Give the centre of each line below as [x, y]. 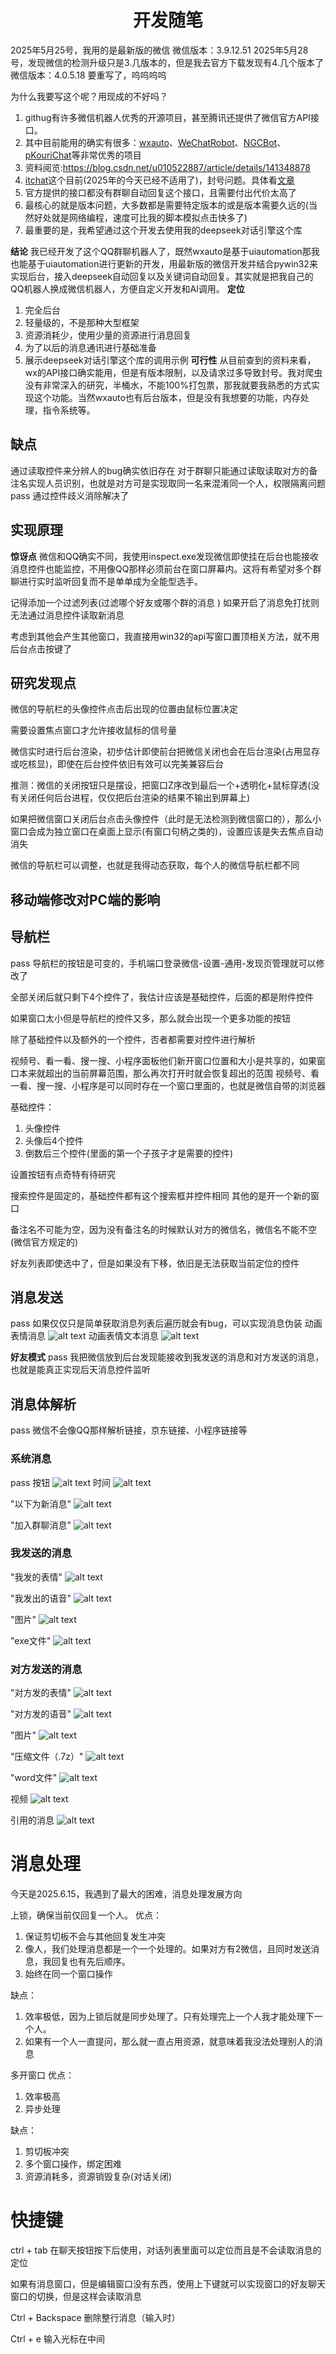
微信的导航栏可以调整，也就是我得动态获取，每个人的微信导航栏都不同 [155, 865]
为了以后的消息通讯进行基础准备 [90, 347]
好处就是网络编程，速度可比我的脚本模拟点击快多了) [140, 217]
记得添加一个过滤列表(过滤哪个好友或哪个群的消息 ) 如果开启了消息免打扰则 [165, 602]
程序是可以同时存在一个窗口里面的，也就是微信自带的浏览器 [202, 1085]
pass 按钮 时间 [60, 1482]
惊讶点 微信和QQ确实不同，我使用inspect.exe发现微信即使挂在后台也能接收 [165, 556]
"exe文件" [31, 1640]
